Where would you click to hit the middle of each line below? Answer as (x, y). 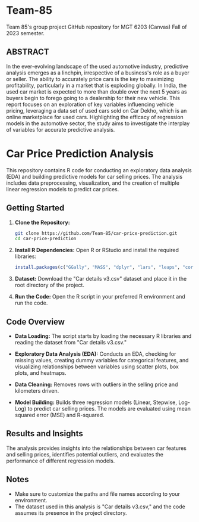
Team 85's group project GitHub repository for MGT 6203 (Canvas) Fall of (97, 27)
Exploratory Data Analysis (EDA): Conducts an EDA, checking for (95, 354)
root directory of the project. (50, 285)
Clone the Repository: (42, 222)
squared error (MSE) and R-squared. (60, 415)
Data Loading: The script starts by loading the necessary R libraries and (103, 336)
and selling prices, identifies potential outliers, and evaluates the (85, 454)
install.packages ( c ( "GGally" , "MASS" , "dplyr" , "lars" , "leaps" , (97, 268)
